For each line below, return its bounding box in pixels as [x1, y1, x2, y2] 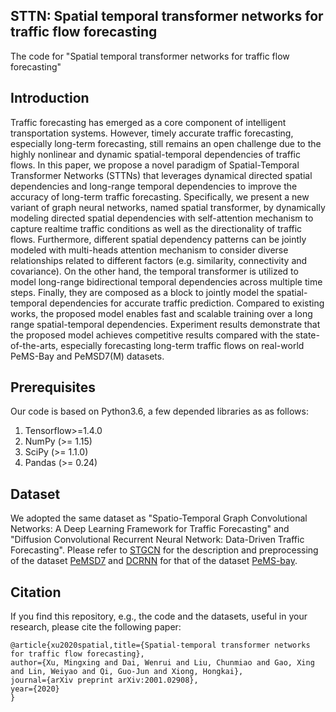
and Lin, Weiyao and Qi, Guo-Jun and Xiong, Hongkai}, [10, 667, 244, 677]
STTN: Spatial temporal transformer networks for [10, 8, 324, 25]
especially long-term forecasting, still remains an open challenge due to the [10, 137, 322, 149]
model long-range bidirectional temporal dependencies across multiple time [10, 275, 323, 288]
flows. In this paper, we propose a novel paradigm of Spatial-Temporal [10, 159, 300, 171]
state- [295, 329, 320, 341]
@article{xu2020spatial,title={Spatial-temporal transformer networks [10, 640, 311, 651]
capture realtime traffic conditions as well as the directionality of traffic [10, 222, 303, 234]
